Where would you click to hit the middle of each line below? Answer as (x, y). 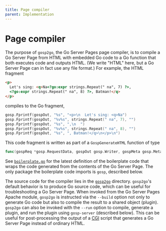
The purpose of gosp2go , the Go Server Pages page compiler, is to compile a (83, 52)
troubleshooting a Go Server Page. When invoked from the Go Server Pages (83, 192)
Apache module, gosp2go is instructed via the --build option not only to (78, 197)
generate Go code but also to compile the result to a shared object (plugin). (82, 202)
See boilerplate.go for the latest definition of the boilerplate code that (77, 161)
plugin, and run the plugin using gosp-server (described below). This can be (82, 213)
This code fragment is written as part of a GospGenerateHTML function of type (83, 143)
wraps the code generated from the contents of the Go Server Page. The (79, 167)
